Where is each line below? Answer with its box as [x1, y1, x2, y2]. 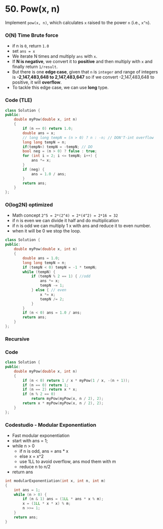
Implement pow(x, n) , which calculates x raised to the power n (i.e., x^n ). [5, 20, 151, 25]
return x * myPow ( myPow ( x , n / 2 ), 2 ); [22, 401, 104, 406]
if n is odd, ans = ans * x [19, 448, 69, 454]
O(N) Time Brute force [5, 32, 59, 39]
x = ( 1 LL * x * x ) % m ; [22, 501, 71, 506]
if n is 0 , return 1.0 [12, 43, 49, 49]
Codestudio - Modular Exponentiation [5, 421, 97, 428]
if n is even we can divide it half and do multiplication [12, 218, 119, 224]
